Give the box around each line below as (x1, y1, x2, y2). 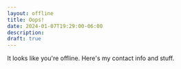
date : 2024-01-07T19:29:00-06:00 (7, 23, 103, 29)
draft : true (7, 36, 41, 42)
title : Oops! (7, 16, 45, 23)
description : (7, 29, 45, 36)
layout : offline (7, 10, 54, 17)
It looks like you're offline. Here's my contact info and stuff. (7, 54, 175, 62)
